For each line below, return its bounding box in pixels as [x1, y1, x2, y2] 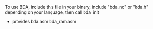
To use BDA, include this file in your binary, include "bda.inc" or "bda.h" [5, 4, 149, 10]
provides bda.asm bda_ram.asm [12, 19, 77, 24]
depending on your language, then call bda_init [5, 9, 99, 15]
